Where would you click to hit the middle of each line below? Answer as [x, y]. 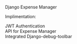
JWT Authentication [25, 26]
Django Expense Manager [31, 7]
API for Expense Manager [31, 31]
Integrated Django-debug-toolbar [38, 36]
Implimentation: [21, 16]
